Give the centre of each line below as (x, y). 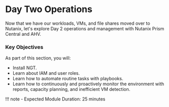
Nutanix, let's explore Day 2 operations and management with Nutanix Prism (85, 28)
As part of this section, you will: (38, 58)
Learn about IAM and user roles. (46, 73)
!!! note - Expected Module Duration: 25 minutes (55, 99)
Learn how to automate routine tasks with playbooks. (68, 79)
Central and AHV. (23, 34)
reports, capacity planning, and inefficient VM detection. (71, 89)
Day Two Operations (49, 9)
